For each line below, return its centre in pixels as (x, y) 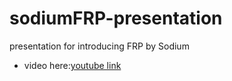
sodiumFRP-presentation (116, 18)
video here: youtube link (72, 65)
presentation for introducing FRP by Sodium (99, 46)
